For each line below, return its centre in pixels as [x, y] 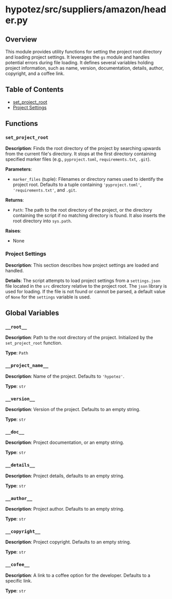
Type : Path [17, 353]
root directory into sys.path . [42, 221]
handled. [15, 270]
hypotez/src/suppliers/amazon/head [86, 10]
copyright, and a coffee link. [35, 73]
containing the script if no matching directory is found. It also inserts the [89, 215]
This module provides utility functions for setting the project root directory [84, 52]
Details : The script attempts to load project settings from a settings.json [83, 280]
